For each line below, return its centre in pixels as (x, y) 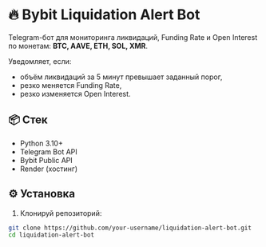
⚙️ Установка (42, 194)
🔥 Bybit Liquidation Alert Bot (104, 15)
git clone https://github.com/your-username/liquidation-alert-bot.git (130, 228)
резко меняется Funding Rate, (71, 85)
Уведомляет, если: (40, 61)
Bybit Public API (46, 160)
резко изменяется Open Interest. (75, 94)
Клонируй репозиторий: (61, 213)
